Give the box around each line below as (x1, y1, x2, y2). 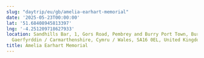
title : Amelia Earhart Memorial (6, 43, 88, 49)
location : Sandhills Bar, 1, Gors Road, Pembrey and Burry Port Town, (6, 31, 189, 37)
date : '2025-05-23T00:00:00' (6, 14, 80, 21)
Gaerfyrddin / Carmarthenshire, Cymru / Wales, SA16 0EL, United (12, 37, 181, 43)
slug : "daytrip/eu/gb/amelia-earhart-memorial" (6, 8, 129, 15)
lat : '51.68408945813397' (6, 20, 72, 26)
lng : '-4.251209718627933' (6, 25, 75, 32)
